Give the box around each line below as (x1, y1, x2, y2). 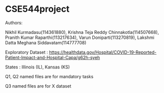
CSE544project (5, 3, 70, 15)
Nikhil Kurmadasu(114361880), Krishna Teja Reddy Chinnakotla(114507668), (5, 29, 159, 35)
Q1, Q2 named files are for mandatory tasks (5, 73, 94, 79)
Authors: (5, 20, 23, 26)
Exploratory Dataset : (5, 49, 48, 55)
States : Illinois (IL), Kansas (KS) (5, 64, 70, 70)
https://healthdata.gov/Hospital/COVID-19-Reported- (49, 49, 157, 55)
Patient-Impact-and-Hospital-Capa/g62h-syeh (5, 54, 100, 60)
